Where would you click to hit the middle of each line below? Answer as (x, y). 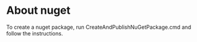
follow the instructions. (35, 33)
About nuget (38, 10)
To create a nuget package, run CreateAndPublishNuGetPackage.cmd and (99, 27)
